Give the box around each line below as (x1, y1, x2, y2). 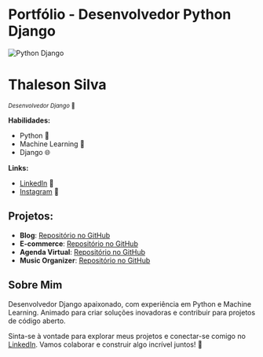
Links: (8, 163, 29, 172)
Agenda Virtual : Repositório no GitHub (19, 247, 146, 256)
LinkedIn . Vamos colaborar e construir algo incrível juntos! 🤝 (8, 340, 203, 349)
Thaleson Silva (8, 76, 108, 94)
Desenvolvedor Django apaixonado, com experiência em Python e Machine (8, 299, 252, 308)
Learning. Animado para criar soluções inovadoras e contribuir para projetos (8, 307, 256, 317)
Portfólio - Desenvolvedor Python (8, 6, 232, 24)
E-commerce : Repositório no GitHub (19, 238, 139, 248)
